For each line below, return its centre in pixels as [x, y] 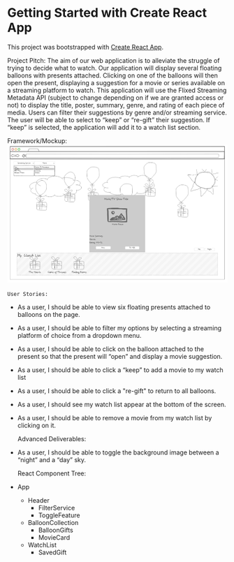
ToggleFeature [59, 515]
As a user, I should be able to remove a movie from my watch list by [115, 418]
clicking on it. [37, 426]
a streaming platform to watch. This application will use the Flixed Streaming [117, 90]
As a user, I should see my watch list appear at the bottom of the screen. [122, 405]
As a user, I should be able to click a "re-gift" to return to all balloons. [117, 391]
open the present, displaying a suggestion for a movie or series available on [116, 82]
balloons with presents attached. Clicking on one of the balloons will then [112, 75]
